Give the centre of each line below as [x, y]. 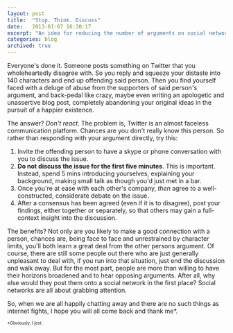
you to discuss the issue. [53, 159]
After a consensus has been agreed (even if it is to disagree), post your [119, 203]
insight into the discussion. [79, 218]
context [28, 218]
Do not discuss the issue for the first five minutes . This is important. [116, 166]
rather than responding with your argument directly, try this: [93, 138]
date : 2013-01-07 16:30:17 [49, 26]
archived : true [29, 46]
